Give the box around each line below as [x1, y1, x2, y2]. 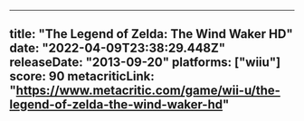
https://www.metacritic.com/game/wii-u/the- [15, 83, 280, 98]
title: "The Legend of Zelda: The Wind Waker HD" [9, 26, 293, 42]
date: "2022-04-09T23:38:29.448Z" [9, 41, 226, 56]
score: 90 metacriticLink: [9, 69, 156, 84]
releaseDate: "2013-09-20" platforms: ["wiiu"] [9, 55, 281, 70]
